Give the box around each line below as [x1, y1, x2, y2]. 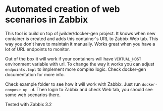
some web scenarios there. [5, 92, 61, 98]
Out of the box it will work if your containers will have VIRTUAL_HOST [5, 55, 142, 61]
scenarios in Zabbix [5, 14, 88, 25]
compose [5, 87, 21, 92]
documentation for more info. [5, 71, 65, 77]
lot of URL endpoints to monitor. [5, 46, 70, 52]
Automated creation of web [5, 3, 120, 15]
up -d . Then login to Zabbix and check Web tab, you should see [23, 86, 153, 92]
